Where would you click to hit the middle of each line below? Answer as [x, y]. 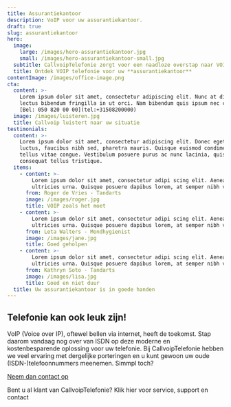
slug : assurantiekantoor [43, 33]
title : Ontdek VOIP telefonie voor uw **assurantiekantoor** [103, 71]
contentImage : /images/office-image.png [66, 78]
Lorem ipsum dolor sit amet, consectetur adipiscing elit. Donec [115, 142]
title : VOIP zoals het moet [66, 206]
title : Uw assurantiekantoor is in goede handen [84, 289]
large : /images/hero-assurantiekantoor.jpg [83, 52]
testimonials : [27, 129]
